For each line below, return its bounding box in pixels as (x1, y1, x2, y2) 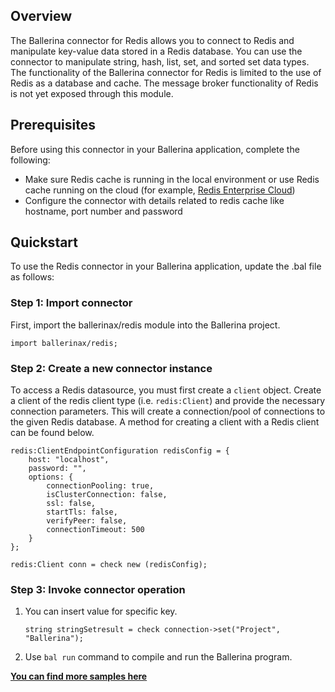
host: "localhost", (28, 455, 110, 465)
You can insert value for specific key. (24, 605, 178, 618)
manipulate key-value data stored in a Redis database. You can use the (10, 45, 303, 57)
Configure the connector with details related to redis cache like (24, 194, 285, 206)
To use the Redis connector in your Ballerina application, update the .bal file (10, 260, 322, 273)
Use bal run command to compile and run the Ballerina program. (24, 651, 293, 663)
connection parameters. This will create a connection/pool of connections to (10, 405, 326, 418)
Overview (10, 8, 73, 25)
